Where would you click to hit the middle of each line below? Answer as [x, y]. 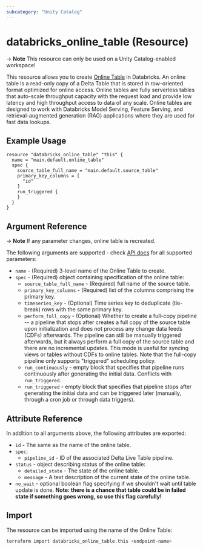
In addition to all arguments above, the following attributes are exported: [96, 433]
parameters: [22, 259]
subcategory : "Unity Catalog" [45, 12]
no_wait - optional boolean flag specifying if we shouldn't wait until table [105, 483]
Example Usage [36, 141]
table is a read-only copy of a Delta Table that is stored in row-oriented [95, 83]
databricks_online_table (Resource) [98, 41]
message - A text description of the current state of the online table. [107, 477]
